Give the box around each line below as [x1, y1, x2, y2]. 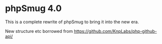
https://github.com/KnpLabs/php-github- [74, 28, 157, 34]
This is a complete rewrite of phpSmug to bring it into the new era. [5, 19, 139, 25]
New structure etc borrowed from [5, 28, 73, 34]
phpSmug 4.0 [5, 3, 62, 14]
